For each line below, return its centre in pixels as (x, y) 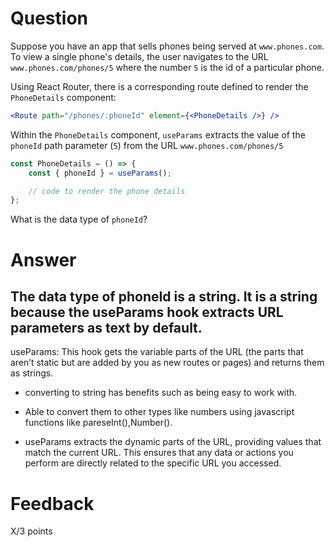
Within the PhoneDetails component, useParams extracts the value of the (158, 134)
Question (49, 18)
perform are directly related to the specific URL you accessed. (153, 463)
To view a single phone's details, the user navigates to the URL (139, 56)
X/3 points (31, 531)
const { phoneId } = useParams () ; (100, 173)
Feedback (52, 503)
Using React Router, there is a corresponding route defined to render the (159, 86)
